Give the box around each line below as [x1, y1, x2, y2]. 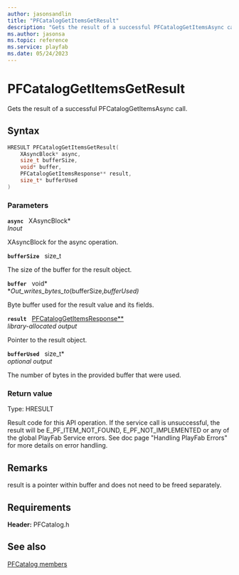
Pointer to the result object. [7, 336, 87, 344]
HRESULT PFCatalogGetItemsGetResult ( [7, 144, 119, 151]
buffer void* [7, 279, 48, 288]
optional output [7, 357, 53, 366]
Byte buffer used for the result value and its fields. [7, 300, 154, 310]
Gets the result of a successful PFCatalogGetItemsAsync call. [7, 104, 188, 112]
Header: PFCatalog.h [7, 520, 70, 529]
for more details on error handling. [7, 441, 108, 450]
